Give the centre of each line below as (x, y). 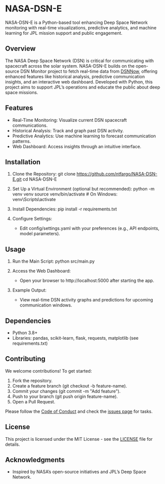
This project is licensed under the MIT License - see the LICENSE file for (79, 439)
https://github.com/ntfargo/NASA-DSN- (117, 174)
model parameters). (40, 234)
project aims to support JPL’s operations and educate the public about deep (82, 87)
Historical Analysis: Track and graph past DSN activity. (68, 130)
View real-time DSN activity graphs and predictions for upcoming (86, 300)
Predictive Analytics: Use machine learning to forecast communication (84, 136)
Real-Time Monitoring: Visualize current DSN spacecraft (70, 120)
